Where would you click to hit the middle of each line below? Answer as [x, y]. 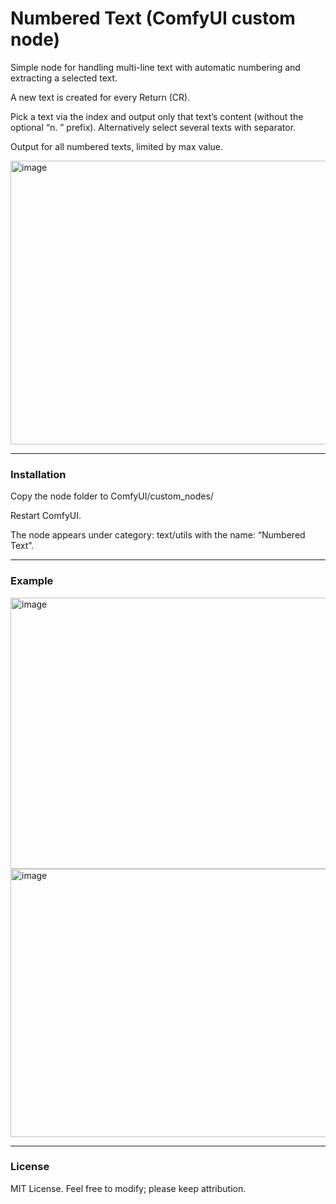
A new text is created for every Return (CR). [100, 97]
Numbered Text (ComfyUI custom [153, 18]
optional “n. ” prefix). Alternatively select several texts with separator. [153, 127]
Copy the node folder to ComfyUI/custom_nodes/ [112, 496]
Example [32, 581]
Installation [38, 474]
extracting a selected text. [64, 78]
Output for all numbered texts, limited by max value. [117, 146]
